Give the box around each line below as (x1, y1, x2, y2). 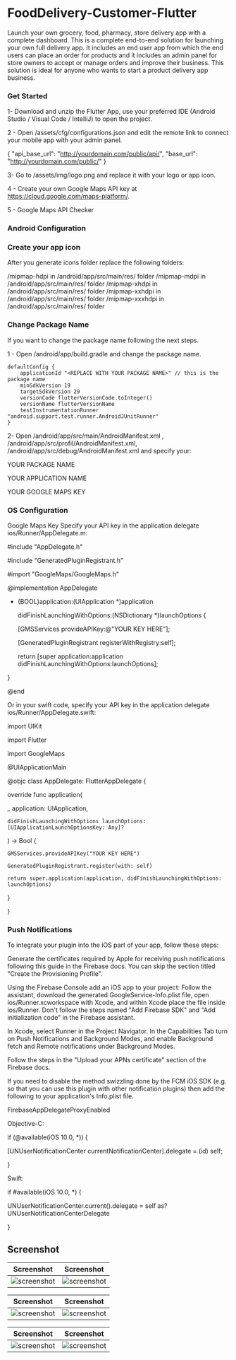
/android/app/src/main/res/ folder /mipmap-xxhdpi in (7, 287, 161, 296)
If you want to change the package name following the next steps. (7, 336, 199, 344)
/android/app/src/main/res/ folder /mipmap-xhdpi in (7, 279, 158, 288)
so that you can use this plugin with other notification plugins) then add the (7, 1084, 225, 1093)
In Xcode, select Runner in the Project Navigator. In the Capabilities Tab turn (7, 1027, 228, 1035)
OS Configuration (7, 505, 68, 515)
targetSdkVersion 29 (20, 388, 80, 395)
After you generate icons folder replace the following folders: (7, 258, 185, 267)
